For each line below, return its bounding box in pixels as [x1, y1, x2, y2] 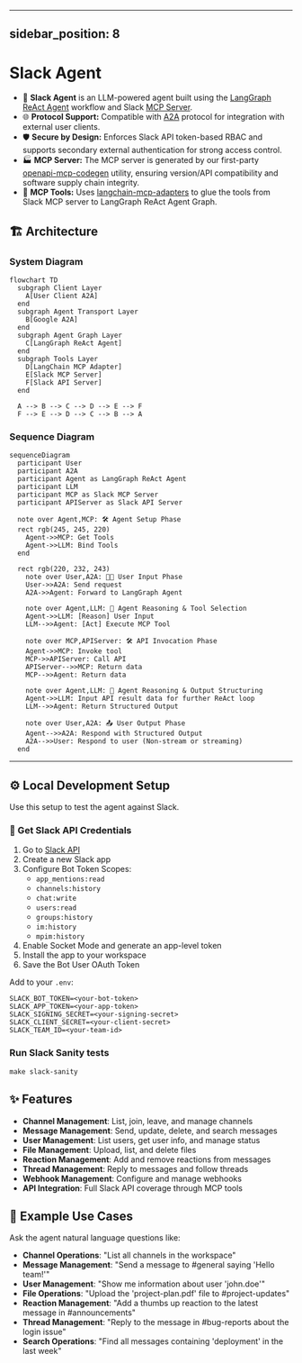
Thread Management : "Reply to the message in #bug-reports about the [22, 1317, 289, 1328]
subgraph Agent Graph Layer [17, 331, 123, 341]
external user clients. [22, 122, 101, 132]
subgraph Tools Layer [17, 355, 99, 364]
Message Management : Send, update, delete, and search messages [22, 1125, 278, 1136]
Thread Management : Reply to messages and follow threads [22, 1163, 249, 1174]
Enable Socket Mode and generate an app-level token [22, 940, 222, 951]
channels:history [35, 885, 102, 894]
